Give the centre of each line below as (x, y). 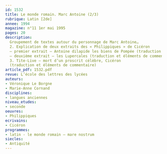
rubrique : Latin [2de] (29, 19)
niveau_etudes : (21, 102)
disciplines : (19, 93)
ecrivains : (16, 120)
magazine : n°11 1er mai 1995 (35, 28)
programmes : (17, 130)
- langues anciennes (27, 97)
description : (19, 38)
